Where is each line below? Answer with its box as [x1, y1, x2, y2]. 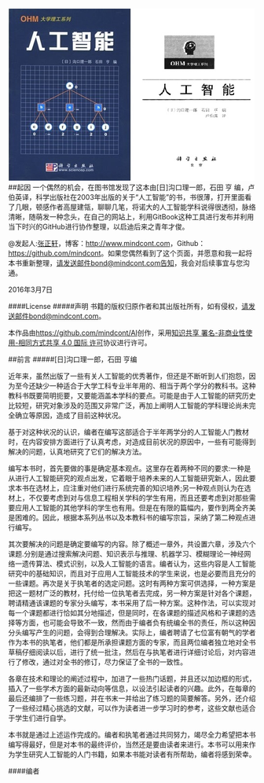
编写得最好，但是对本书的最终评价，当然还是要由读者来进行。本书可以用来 [8, 740, 249, 749]
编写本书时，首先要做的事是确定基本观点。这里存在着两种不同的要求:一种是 [8, 464, 251, 472]
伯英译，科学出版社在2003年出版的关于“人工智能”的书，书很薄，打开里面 [8, 193, 245, 201]
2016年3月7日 [8, 285, 53, 294]
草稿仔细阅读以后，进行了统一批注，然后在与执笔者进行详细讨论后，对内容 [8, 648, 249, 656]
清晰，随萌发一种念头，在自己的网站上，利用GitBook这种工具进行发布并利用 [8, 212, 255, 221]
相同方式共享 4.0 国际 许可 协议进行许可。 [18, 338, 152, 347]
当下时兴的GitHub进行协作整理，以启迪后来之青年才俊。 [8, 222, 189, 231]
